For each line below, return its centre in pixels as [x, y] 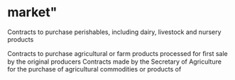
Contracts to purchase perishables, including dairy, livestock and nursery [114, 32]
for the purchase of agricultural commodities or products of [94, 69]
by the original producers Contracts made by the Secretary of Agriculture [115, 62]
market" [32, 12]
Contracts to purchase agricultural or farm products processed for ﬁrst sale [118, 53]
